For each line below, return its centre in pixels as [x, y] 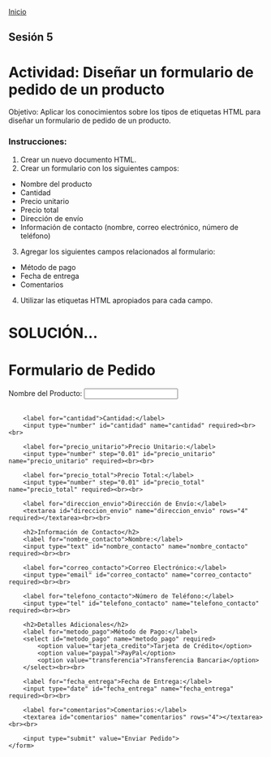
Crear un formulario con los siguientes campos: [100, 168]
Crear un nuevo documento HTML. [78, 159]
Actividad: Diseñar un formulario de [131, 72]
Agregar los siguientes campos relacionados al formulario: [118, 251]
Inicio [17, 12]
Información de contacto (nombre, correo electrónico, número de [129, 227]
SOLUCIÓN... [53, 333]
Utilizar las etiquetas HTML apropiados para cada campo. [116, 300]
